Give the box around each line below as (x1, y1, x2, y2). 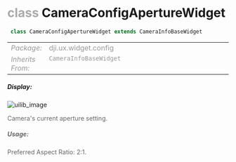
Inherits (11, 54, 37, 64)
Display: (7, 83, 33, 91)
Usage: (7, 130, 29, 138)
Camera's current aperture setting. (7, 114, 107, 122)
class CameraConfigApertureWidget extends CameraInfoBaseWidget (10, 28, 202, 35)
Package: (11, 43, 42, 53)
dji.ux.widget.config (48, 43, 114, 53)
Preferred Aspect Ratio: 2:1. (7, 147, 87, 156)
